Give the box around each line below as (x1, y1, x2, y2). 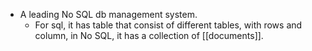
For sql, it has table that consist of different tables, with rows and (34, 19, 303, 31)
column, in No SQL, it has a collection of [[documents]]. (34, 30, 264, 41)
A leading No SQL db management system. (19, 9, 198, 20)
